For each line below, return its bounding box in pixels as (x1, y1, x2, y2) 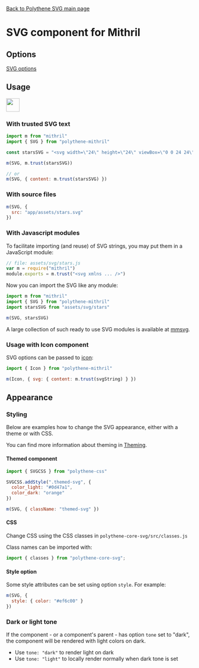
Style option (6, 568, 37, 575)
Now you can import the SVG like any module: (6, 282, 118, 289)
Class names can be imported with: (6, 544, 92, 551)
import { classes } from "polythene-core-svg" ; (6, 555, 126, 561)
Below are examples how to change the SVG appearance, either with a (6, 424, 178, 431)
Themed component (6, 455, 57, 462)
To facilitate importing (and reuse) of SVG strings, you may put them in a (6, 242, 182, 250)
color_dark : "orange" (11, 490, 65, 496)
